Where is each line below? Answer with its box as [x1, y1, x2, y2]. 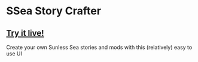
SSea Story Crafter [6, 4, 102, 18]
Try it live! [6, 28, 44, 38]
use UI [6, 50, 22, 57]
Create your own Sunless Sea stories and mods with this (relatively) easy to [6, 44, 193, 51]
